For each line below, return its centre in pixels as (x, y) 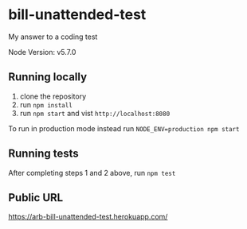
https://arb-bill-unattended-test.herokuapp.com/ (88, 217)
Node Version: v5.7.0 (42, 52)
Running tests (44, 154)
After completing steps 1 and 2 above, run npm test (92, 173)
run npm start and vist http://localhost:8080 (95, 113)
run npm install (46, 104)
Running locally (48, 77)
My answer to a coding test (53, 37)
